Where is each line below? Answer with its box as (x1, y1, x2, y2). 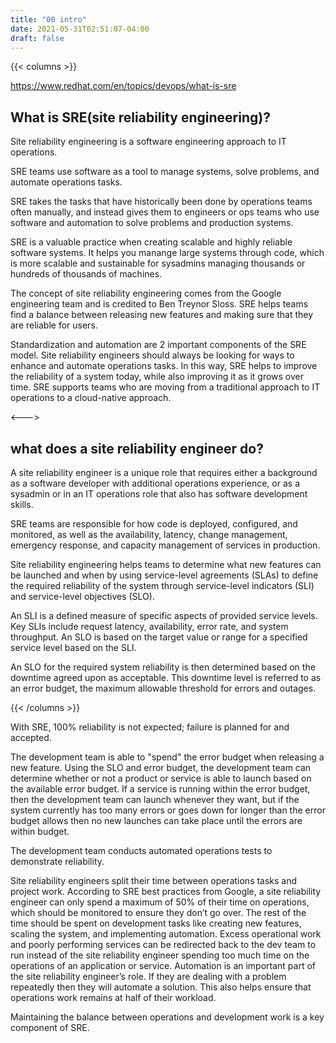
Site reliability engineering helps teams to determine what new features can (10, 559, 322, 570)
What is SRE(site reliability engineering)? (10, 109, 271, 126)
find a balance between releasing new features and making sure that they (10, 309, 314, 321)
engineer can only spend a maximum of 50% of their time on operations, (10, 896, 310, 908)
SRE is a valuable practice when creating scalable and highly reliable (10, 236, 293, 248)
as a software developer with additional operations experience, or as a (10, 477, 300, 489)
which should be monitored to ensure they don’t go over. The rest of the (10, 907, 307, 918)
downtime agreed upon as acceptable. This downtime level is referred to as (10, 672, 322, 683)
